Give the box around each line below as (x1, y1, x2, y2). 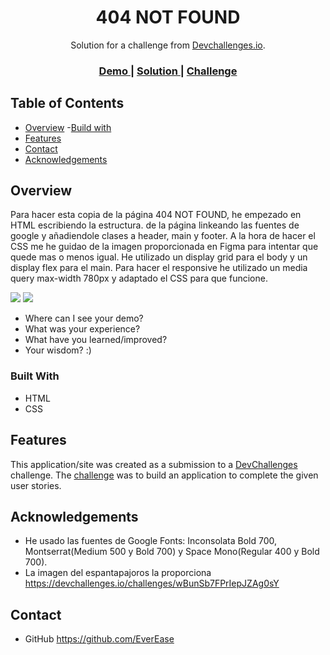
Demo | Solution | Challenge (98, 64, 238, 78)
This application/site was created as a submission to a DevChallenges (10, 458, 298, 470)
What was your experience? (24, 323, 141, 335)
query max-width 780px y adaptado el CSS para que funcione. (10, 272, 268, 285)
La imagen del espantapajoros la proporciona (24, 567, 212, 579)
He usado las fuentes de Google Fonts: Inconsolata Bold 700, (24, 535, 277, 547)
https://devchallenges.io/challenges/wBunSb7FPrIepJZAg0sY (24, 577, 280, 590)
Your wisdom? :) (24, 344, 92, 356)
